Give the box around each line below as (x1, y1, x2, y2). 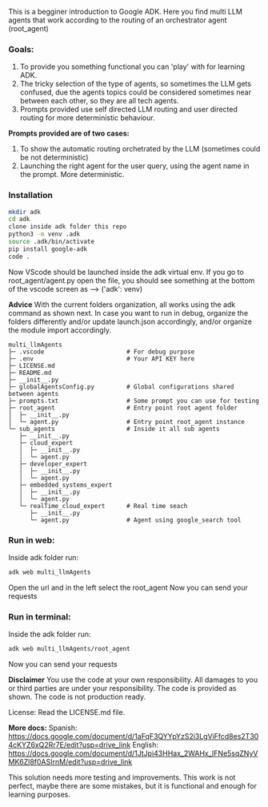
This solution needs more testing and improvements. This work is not (8, 773, 236, 782)
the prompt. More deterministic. (19, 170, 125, 180)
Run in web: (8, 535, 55, 546)
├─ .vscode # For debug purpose (8, 348, 195, 356)
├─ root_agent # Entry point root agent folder (8, 404, 238, 412)
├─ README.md (8, 369, 52, 377)
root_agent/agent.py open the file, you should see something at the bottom (8, 276, 255, 285)
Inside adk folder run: (8, 553, 78, 563)
